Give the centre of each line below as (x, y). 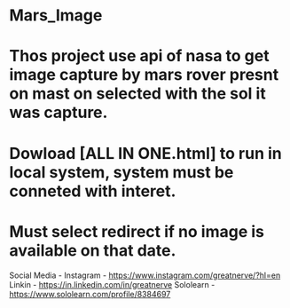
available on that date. (93, 250)
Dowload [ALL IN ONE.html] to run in (145, 153)
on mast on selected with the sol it (137, 94)
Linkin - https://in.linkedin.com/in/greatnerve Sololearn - (112, 284)
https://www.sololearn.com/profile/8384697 (90, 294)
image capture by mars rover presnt (144, 75)
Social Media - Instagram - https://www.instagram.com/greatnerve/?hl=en (145, 275)
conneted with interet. (93, 191)
